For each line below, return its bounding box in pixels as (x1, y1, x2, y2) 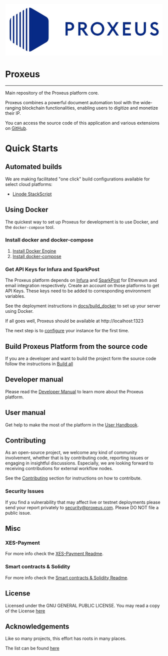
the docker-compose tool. (5, 224, 55, 230)
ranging (5, 105, 21, 111)
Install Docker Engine (12, 248, 56, 254)
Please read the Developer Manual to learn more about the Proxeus (5, 388, 144, 394)
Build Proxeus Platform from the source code (5, 342, 148, 351)
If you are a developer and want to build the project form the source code (5, 355, 156, 361)
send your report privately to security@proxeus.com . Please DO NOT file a (5, 504, 159, 510)
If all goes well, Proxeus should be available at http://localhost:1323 (5, 318, 144, 324)
